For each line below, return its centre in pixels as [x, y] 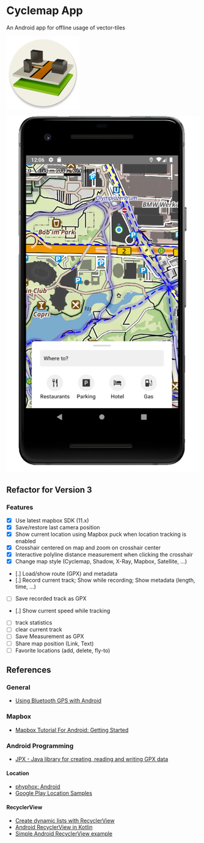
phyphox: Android [38, 787]
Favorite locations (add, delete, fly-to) [63, 650]
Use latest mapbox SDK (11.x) [52, 520]
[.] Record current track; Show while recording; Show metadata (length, [105, 580]
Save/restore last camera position [57, 527]
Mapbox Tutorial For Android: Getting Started [72, 730]
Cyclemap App [45, 11]
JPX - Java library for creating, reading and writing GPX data [92, 759]
